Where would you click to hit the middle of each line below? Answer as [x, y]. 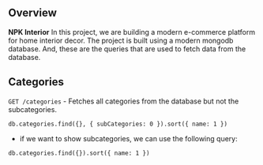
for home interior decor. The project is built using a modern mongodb [121, 40]
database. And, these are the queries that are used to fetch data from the [127, 49]
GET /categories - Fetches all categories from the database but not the [124, 101]
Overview [33, 13]
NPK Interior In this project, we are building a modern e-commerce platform [131, 32]
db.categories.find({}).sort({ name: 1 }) [79, 153]
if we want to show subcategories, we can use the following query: [129, 138]
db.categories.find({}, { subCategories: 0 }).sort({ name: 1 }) [118, 124]
